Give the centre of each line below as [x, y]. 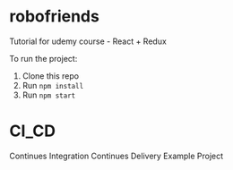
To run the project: [43, 58]
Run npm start [49, 95]
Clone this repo [50, 76]
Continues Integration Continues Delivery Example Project [116, 156]
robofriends [55, 17]
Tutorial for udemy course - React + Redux [88, 41]
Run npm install [53, 85]
